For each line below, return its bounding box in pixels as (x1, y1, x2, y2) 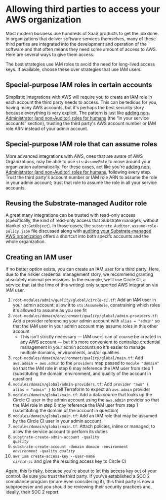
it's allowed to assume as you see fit (12, 308, 87, 313)
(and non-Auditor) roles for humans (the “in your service (34, 115, 149, 121)
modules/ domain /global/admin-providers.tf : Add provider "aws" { (12, 381, 149, 387)
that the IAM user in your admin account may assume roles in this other (12, 323, 158, 329)
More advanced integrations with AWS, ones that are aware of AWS (5, 153, 143, 159)
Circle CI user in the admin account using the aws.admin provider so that (12, 397, 160, 403)
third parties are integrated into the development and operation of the (5, 41, 147, 47)
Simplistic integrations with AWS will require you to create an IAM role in (5, 94, 152, 100)
